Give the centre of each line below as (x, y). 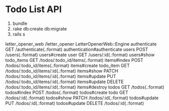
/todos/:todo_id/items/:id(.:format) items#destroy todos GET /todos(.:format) (85, 87)
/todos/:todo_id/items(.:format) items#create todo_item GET (68, 65)
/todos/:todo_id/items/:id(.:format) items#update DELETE (65, 82)
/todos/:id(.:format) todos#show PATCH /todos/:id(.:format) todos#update (82, 98)
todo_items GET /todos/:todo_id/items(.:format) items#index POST (74, 60)
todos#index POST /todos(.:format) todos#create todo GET (67, 92)
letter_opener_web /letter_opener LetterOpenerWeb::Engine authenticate (81, 44)
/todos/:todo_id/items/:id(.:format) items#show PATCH (62, 71)
